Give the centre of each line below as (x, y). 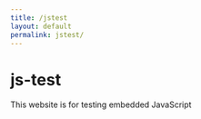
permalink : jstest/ (47, 35)
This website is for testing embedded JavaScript (101, 104)
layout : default (41, 26)
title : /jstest (39, 18)
